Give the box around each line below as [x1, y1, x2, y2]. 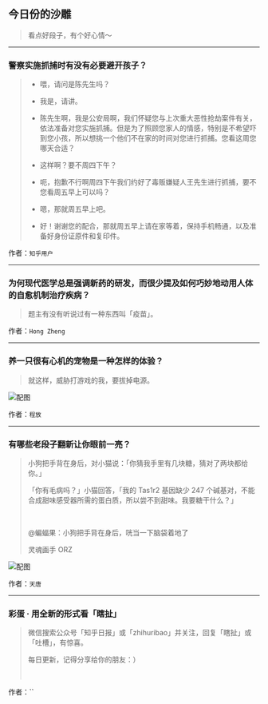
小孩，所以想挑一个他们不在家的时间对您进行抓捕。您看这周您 [53, 133, 257, 143]
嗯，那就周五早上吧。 [39, 205, 110, 214]
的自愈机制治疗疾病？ [8, 290, 90, 301]
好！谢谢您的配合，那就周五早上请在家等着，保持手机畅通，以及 [39, 221, 250, 231]
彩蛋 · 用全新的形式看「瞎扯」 [8, 608, 121, 619]
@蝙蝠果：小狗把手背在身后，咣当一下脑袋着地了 [27, 528, 189, 537]
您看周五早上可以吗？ [39, 187, 110, 197]
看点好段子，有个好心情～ [27, 30, 112, 40]
